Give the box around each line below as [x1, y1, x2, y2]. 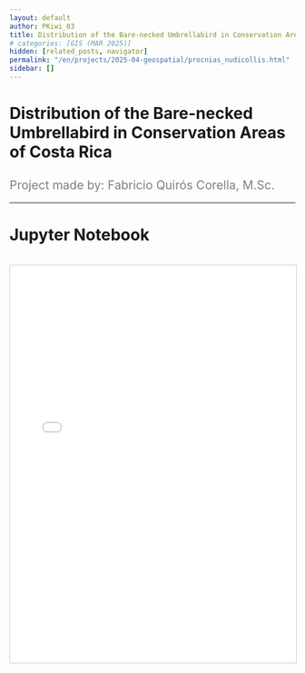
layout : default [9, 13, 71, 23]
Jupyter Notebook [9, 224, 150, 245]
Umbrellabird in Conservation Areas [9, 123, 286, 144]
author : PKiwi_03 [9, 22, 75, 31]
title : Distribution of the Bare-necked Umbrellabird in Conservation [9, 30, 282, 39]
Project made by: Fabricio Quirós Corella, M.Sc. [9, 178, 275, 193]
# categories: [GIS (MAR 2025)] [9, 38, 132, 48]
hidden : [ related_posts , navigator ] [9, 47, 148, 56]
